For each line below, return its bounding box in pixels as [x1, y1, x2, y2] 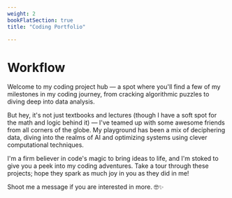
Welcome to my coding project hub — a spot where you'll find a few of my [7, 83, 221, 91]
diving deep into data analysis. [7, 97, 96, 106]
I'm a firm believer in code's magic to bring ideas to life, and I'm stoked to [7, 155, 219, 163]
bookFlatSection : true [7, 17, 73, 24]
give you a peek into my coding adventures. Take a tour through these [7, 162, 210, 170]
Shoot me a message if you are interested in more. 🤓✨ [7, 183, 164, 191]
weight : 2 [7, 10, 36, 17]
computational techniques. [7, 141, 84, 149]
